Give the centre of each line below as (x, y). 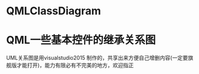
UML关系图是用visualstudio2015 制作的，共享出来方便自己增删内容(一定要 (97, 58)
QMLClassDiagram (54, 11)
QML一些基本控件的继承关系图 (81, 40)
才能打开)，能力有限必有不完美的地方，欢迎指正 (75, 65)
